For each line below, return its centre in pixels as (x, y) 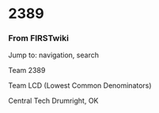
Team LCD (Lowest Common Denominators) (80, 86)
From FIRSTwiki (39, 38)
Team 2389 (27, 71)
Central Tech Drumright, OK (53, 101)
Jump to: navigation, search (53, 55)
